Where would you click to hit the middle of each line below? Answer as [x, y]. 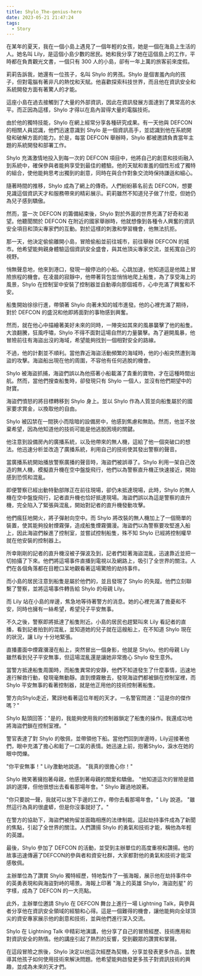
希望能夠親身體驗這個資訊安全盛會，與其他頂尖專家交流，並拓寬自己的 [109, 249]
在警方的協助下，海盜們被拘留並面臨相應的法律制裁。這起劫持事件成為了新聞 [101, 820]
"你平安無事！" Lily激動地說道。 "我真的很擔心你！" [70, 766]
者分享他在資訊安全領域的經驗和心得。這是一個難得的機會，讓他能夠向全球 [98, 911]
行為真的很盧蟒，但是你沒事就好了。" [63, 807]
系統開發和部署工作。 [43, 145]
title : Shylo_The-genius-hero [44, 12]
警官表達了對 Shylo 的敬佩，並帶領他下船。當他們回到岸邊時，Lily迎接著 [95, 739]
